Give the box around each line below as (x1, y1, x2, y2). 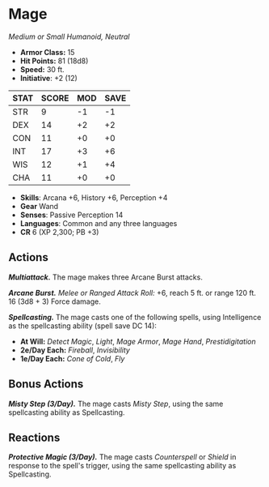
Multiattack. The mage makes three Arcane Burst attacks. (8, 272, 204, 282)
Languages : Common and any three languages (19, 218, 178, 228)
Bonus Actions (8, 378, 84, 391)
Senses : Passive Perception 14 (19, 210, 124, 220)
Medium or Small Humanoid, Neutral (8, 32, 131, 41)
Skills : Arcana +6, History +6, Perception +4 (19, 192, 168, 203)
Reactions (8, 430, 61, 444)
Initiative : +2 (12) (19, 73, 78, 83)
